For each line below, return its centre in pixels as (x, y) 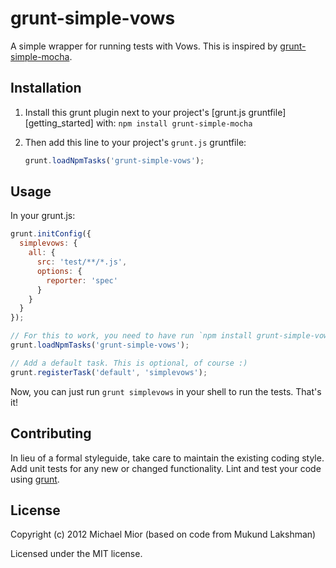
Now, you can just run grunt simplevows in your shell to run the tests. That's (166, 391)
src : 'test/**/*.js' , (82, 262)
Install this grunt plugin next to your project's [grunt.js (135, 112)
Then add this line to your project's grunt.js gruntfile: (135, 142)
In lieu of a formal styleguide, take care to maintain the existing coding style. (167, 458)
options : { (59, 271)
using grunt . (35, 479)
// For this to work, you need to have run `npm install (131, 336)
